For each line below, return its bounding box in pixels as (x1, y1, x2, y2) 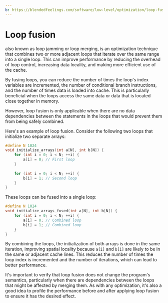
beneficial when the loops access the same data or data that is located (5, 92, 151, 98)
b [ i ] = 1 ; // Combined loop (23, 222, 81, 227)
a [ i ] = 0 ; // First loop (23, 157, 75, 162)
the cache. (5, 67, 27, 73)
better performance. (5, 262, 47, 268)
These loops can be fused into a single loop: (5, 194, 96, 200)
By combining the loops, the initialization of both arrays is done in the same (5, 241, 160, 247)
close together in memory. (5, 98, 59, 104)
